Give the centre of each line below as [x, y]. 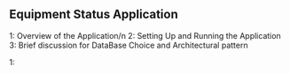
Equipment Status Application [94, 15]
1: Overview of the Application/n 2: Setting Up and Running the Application [145, 35]
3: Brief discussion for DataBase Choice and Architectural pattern [129, 45]
